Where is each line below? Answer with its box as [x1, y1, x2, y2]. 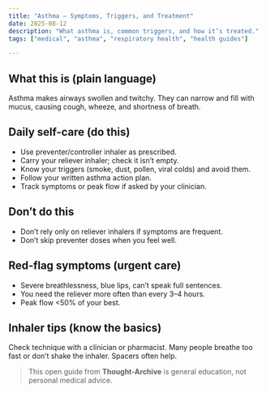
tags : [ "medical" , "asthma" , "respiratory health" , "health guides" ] [8, 34, 249, 43]
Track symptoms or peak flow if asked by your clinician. [19, 181, 207, 191]
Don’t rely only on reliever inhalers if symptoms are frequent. [19, 227, 223, 236]
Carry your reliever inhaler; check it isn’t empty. [19, 155, 180, 165]
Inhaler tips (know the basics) [8, 321, 162, 335]
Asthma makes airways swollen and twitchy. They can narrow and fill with [8, 93, 255, 103]
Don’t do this [8, 205, 75, 219]
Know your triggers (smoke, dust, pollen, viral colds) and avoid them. [19, 164, 251, 174]
